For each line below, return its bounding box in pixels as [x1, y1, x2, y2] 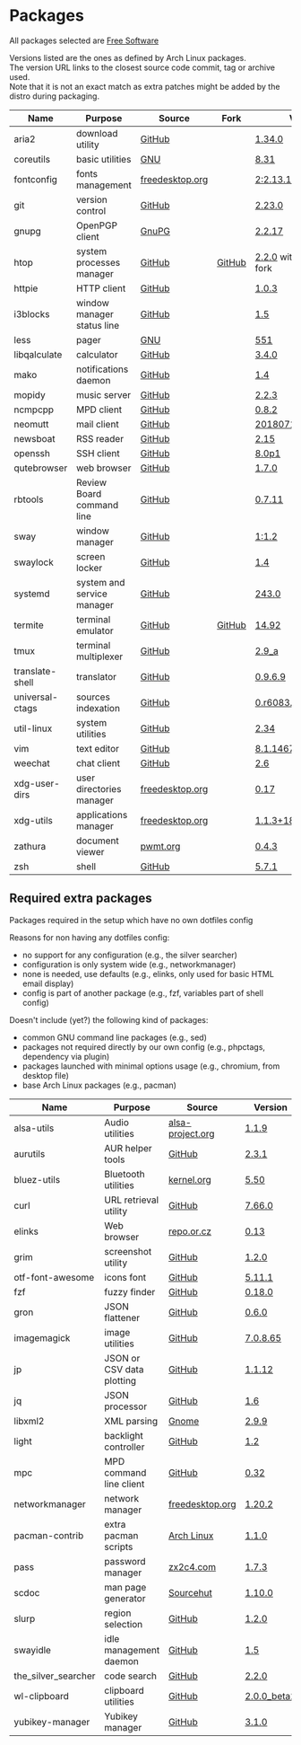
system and [75, 576, 125, 588]
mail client [75, 418, 119, 430]
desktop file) [21, 1070, 70, 1080]
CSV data [104, 1362, 144, 1375]
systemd [13, 587, 51, 600]
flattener [104, 1311, 141, 1324]
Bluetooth [104, 1168, 145, 1180]
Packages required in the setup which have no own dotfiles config [9, 914, 254, 925]
